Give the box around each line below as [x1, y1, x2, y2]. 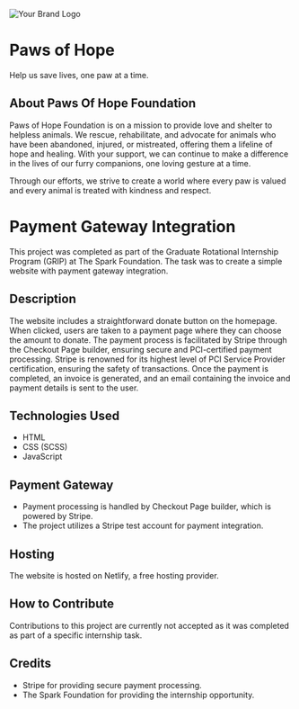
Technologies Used [9, 408, 119, 423]
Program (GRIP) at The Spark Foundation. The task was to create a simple [9, 256, 283, 266]
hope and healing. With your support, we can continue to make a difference [9, 148, 289, 159]
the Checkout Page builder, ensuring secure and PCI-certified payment [9, 344, 272, 354]
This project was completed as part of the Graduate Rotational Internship [9, 246, 279, 256]
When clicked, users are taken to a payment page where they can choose [9, 325, 282, 336]
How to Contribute [9, 597, 115, 612]
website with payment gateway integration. [9, 265, 169, 276]
